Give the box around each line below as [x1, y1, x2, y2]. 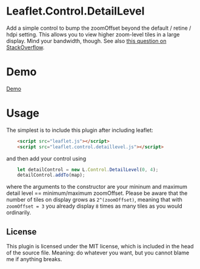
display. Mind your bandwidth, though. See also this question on [6, 37, 167, 44]
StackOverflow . [6, 44, 45, 51]
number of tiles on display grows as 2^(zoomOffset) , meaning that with [6, 196, 183, 203]
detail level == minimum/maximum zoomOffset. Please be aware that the [6, 189, 188, 197]
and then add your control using [6, 155, 87, 162]
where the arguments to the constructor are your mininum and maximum [6, 183, 188, 191]
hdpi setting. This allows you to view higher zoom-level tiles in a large [6, 30, 180, 38]
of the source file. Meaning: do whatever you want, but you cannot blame [6, 249, 190, 256]
